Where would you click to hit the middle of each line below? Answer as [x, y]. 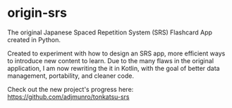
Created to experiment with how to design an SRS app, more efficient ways [116, 53]
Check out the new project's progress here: [71, 89]
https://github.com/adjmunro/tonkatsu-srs [68, 97]
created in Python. [34, 39]
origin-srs [37, 13]
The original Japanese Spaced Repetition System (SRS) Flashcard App [110, 32]
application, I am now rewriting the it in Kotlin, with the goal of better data [114, 68]
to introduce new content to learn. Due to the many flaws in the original [110, 60]
